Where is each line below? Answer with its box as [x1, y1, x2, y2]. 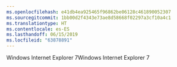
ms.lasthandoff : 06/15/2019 [6, 32, 78, 38]
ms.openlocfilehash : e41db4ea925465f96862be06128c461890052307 [6, 9, 171, 15]
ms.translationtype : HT [6, 20, 67, 26]
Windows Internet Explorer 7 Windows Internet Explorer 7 [6, 54, 150, 61]
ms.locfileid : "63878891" [6, 37, 72, 43]
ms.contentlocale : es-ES [6, 26, 70, 32]
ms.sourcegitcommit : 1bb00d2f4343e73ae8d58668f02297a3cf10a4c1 [6, 15, 171, 21]
